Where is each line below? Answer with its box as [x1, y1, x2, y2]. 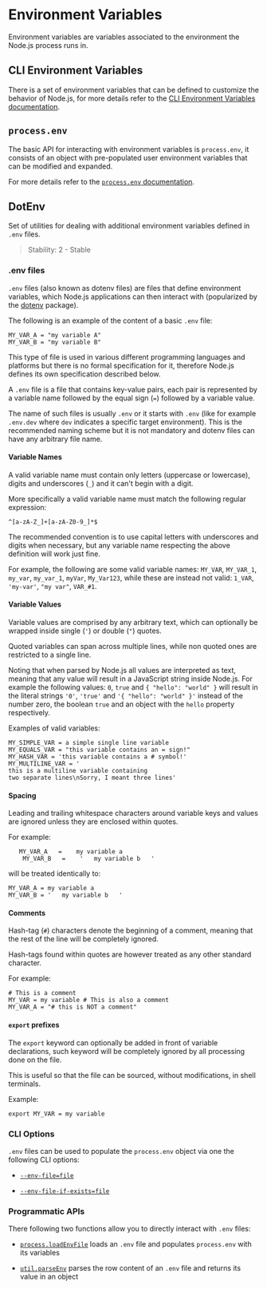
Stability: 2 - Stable [27, 245, 92, 255]
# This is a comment [8, 989, 77, 997]
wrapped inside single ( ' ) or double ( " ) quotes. [8, 626, 162, 636]
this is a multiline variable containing [8, 767, 148, 775]
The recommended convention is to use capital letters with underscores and [8, 531, 259, 541]
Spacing [8, 790, 37, 800]
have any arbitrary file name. [8, 434, 103, 444]
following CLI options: [8, 1155, 80, 1164]
